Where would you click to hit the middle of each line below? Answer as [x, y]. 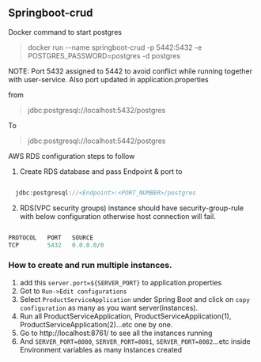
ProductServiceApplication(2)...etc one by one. [96, 324]
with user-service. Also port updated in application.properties [109, 79]
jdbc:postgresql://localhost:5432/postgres [96, 110]
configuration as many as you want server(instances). [109, 307]
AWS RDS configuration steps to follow [72, 156]
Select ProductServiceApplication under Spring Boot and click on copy [135, 299]
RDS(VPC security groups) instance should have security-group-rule [131, 208]
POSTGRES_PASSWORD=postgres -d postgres [104, 55]
